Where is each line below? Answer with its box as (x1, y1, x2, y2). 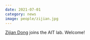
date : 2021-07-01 (5, 7, 41, 12)
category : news (5, 12, 37, 17)
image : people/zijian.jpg (5, 16, 58, 21)
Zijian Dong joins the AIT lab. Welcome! (5, 30, 85, 36)
